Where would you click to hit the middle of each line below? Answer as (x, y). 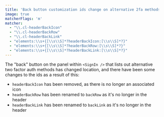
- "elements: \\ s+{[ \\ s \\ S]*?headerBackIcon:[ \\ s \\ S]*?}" (69, 41)
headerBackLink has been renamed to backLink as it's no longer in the (82, 105)
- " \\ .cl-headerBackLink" (36, 37)
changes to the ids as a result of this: (42, 75)
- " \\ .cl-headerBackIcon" (36, 28)
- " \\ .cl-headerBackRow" (35, 32)
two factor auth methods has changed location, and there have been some (80, 69)
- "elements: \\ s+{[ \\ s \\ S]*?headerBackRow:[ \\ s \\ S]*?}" (67, 46)
